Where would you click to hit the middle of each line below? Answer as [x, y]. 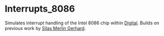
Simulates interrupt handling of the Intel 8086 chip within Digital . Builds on [82, 23]
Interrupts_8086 [40, 9]
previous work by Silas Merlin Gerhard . [45, 28]
